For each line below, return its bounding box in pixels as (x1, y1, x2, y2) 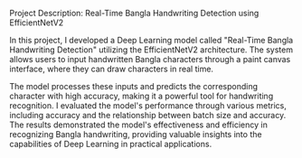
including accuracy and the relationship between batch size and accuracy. (9, 110, 287, 120)
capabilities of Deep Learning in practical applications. (9, 139, 212, 149)
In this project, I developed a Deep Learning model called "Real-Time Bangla (9, 35, 294, 45)
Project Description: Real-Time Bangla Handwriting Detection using (9, 8, 260, 18)
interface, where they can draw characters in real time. (9, 63, 214, 74)
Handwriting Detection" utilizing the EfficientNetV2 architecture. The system (9, 44, 294, 55)
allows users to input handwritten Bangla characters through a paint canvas (9, 54, 291, 64)
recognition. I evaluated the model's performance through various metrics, (9, 100, 288, 111)
